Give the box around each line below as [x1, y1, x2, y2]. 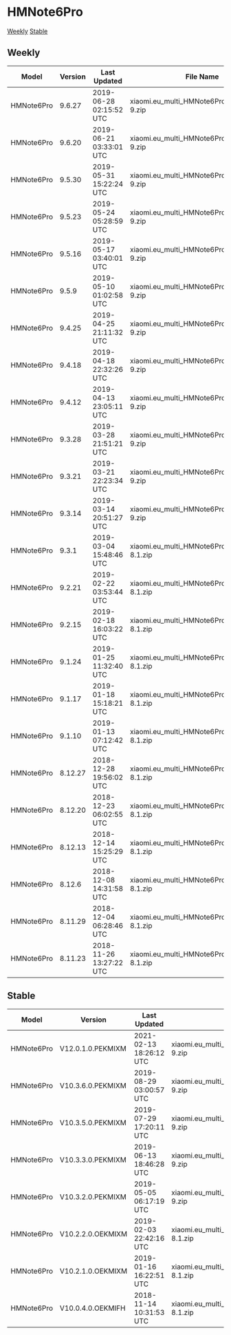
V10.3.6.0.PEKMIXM [59, 1080, 127, 1090]
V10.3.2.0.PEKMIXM [59, 1191, 127, 1201]
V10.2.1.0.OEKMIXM [59, 1266, 128, 1276]
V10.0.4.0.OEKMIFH [59, 1303, 126, 1313]
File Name [185, 72, 219, 81]
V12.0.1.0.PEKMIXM [59, 1043, 127, 1053]
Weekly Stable [7, 27, 48, 35]
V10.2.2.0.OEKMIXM [59, 1229, 128, 1238]
